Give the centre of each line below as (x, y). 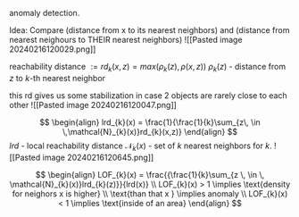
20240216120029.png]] (53, 49)
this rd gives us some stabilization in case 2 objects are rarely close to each (148, 95)
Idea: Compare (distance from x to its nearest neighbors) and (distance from (149, 30)
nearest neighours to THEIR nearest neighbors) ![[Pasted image (126, 40)
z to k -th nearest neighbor (57, 78)
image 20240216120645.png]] (98, 157)
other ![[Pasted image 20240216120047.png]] (93, 104)
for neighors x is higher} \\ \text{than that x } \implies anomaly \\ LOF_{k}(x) (150, 193)
